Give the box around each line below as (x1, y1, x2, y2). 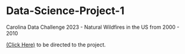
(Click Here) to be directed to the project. (6, 41, 106, 48)
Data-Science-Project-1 (6, 4, 125, 18)
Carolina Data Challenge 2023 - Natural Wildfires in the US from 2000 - (6, 23, 180, 31)
